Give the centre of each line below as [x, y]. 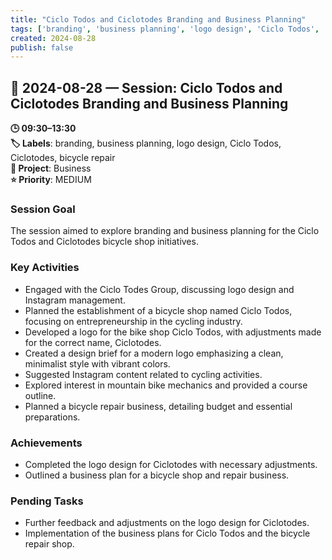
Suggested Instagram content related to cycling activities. [143, 374]
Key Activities [45, 268]
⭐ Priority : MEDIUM [51, 180]
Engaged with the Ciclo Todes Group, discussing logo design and [159, 289]
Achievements [46, 443]
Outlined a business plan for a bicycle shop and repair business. [157, 475]
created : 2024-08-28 [53, 38]
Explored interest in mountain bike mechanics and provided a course [166, 385]
